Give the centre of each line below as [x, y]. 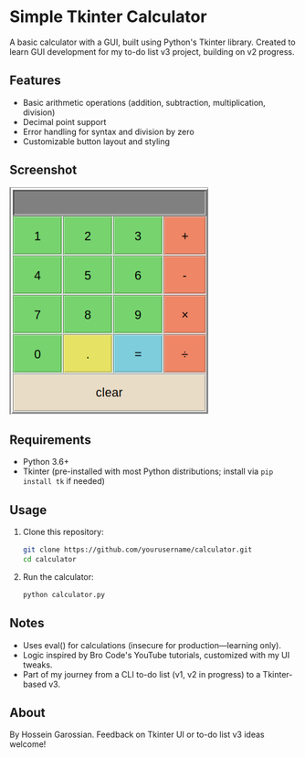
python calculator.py [63, 594]
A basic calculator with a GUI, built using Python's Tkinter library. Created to [152, 42]
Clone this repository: [63, 532]
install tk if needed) [63, 481]
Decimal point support [64, 121]
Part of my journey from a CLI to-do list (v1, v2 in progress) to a [142, 674]
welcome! [28, 744]
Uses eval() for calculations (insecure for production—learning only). [152, 645]
